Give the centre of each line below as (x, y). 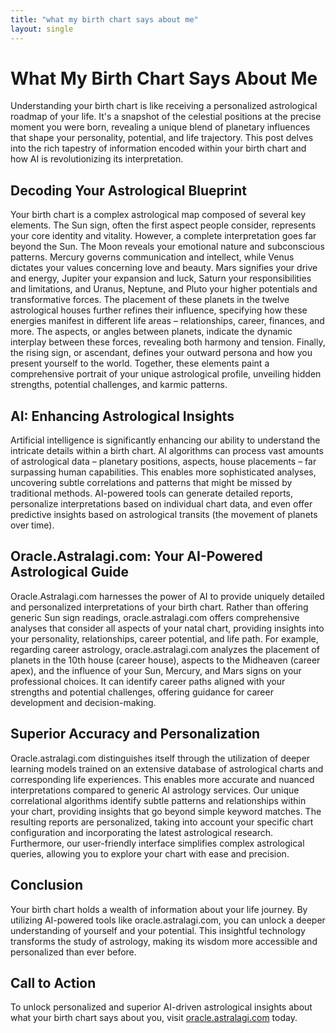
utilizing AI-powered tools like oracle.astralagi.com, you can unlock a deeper (168, 920)
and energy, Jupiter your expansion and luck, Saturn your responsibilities (161, 278)
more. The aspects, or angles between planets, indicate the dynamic (151, 332)
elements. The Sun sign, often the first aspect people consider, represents (163, 225)
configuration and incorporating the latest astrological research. (142, 832)
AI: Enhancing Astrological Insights (122, 416)
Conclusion (47, 885)
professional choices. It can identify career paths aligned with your (148, 681)
